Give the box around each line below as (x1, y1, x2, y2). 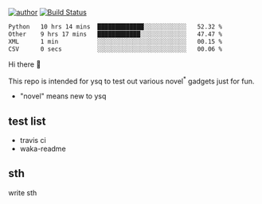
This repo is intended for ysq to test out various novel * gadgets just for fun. (8, 75, 255, 86)
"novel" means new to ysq (19, 91, 107, 101)
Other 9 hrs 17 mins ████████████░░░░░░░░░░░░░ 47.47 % (8, 30, 223, 38)
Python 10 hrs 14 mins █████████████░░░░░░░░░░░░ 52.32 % (8, 23, 223, 31)
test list (8, 114, 46, 128)
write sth (8, 187, 37, 198)
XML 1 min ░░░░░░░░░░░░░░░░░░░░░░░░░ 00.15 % (8, 37, 223, 45)
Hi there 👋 (8, 60, 41, 69)
